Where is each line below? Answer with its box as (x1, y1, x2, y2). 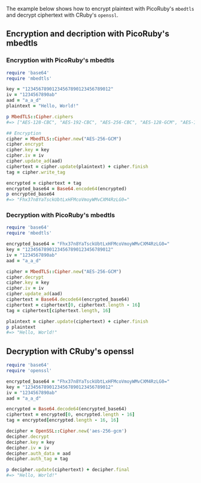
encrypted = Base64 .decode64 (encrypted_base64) (6, 406, 127, 412)
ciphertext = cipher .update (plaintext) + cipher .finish (6, 163, 148, 170)
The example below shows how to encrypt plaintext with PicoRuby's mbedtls (6, 5, 194, 12)
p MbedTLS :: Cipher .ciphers (6, 113, 74, 119)
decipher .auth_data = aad (6, 450, 71, 457)
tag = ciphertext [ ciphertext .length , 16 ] (6, 307, 111, 314)
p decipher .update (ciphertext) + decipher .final (6, 467, 130, 473)
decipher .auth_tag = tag (6, 456, 68, 462)
